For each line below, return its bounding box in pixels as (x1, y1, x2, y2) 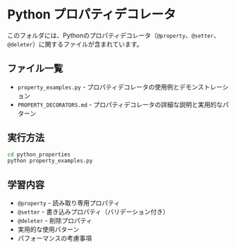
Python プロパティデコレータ (7, 6, 176, 23)
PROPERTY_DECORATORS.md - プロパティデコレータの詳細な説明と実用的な (17, 100, 223, 109)
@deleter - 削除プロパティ (17, 217, 93, 225)
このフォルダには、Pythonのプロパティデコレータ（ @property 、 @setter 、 (7, 31, 221, 40)
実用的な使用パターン (17, 225, 80, 233)
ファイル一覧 (7, 63, 63, 75)
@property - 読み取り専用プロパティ (17, 199, 120, 207)
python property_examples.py (7, 157, 93, 164)
